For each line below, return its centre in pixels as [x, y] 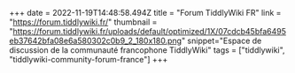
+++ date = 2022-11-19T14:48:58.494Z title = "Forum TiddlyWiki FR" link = [145, 13]
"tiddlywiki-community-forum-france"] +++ [89, 59]
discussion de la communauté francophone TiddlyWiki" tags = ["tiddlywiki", [147, 50]
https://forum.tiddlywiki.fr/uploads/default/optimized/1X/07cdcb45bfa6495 [149, 31]
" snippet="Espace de [221, 40]
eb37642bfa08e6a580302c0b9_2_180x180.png [96, 40]
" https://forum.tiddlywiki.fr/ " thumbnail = [83, 22]
